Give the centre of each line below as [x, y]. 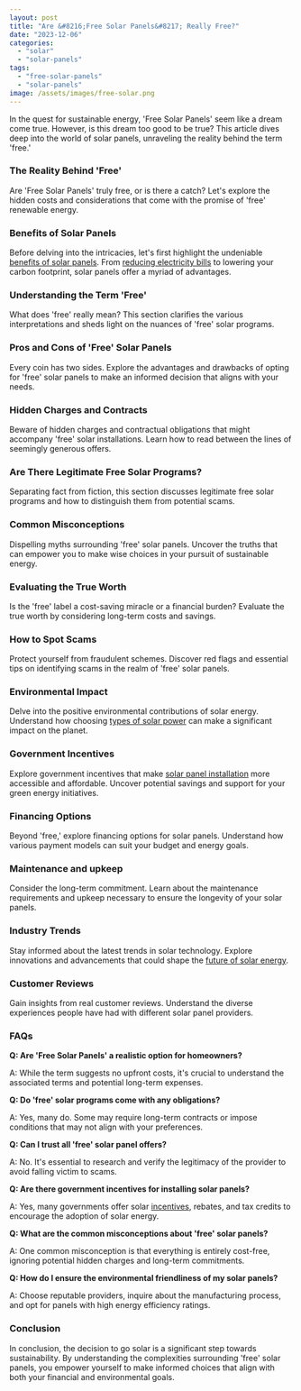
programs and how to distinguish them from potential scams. [123, 501]
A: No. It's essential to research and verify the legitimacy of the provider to [148, 1162]
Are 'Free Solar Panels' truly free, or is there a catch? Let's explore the [140, 190]
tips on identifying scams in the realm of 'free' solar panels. [119, 669]
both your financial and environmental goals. [92, 1377]
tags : [19, 69]
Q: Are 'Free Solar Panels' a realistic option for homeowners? [126, 1056]
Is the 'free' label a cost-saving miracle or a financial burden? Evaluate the [147, 606]
